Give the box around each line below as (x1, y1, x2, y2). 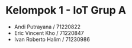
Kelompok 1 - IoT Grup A (5, 4, 127, 17)
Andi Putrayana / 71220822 (14, 23, 81, 30)
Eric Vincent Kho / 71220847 (14, 29, 84, 36)
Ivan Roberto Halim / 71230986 (14, 36, 90, 43)
